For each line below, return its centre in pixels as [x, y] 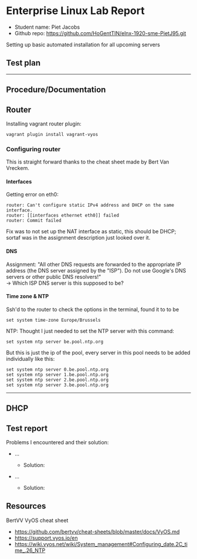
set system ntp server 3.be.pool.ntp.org [57, 385]
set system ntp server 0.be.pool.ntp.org [57, 369]
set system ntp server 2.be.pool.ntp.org [57, 380]
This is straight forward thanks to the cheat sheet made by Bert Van [88, 162]
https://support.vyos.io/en [46, 538]
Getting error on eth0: [32, 195]
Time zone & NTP [28, 296]
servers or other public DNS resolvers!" [54, 277]
